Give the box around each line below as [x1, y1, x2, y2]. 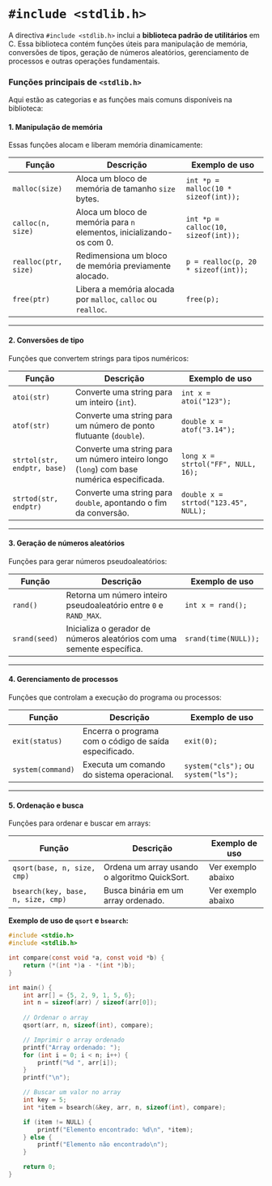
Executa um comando [82, 759, 166, 770]
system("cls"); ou [184, 760, 255, 771]
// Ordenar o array [23, 1014, 89, 1022]
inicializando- [120, 226, 173, 238]
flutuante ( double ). [75, 429, 146, 441]
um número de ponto [75, 420, 155, 431]
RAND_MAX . [66, 610, 102, 621]
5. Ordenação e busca [8, 800, 84, 810]
